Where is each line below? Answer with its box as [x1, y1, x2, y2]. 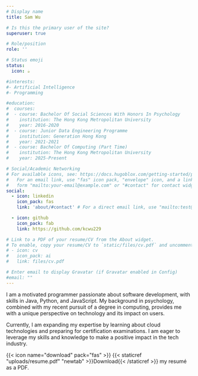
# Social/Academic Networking [6, 166, 81, 172]
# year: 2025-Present [6, 155, 67, 161]
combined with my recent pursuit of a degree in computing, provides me [6, 303, 182, 310]
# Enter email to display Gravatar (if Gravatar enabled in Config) [6, 269, 178, 275]
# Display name [6, 8, 44, 15]
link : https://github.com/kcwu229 [16, 225, 101, 232]
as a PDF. [6, 364, 29, 371]
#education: [6, 100, 35, 106]
